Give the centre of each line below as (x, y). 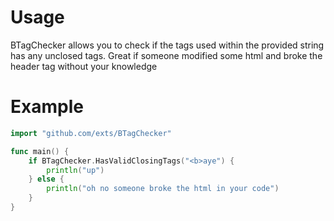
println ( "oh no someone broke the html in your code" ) (163, 189)
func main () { (40, 151)
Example (47, 107)
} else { (46, 179)
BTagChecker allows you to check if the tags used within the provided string (167, 45)
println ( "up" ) (75, 170)
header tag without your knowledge (84, 66)
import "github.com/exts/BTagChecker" (91, 133)
